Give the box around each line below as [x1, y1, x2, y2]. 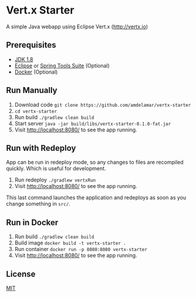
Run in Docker [6, 217, 59, 227]
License [6, 269, 36, 279]
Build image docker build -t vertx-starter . [14, 239, 126, 246]
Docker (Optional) [14, 68, 58, 75]
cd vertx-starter [14, 108, 58, 114]
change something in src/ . [6, 200, 70, 207]
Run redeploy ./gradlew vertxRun [14, 176, 96, 183]
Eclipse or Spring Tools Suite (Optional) [14, 62, 110, 69]
